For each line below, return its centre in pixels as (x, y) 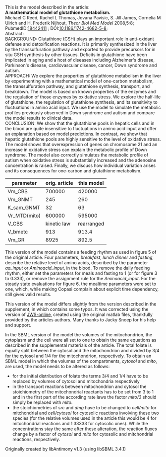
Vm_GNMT (20, 199)
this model (91, 183)
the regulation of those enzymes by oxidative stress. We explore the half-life (83, 97)
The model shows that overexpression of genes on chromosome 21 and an (81, 144)
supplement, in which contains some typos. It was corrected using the (77, 309)
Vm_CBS (18, 191)
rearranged (91, 224)
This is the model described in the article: (48, 7)
